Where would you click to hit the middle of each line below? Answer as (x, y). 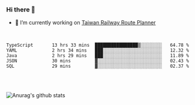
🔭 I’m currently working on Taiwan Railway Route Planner (85, 23)
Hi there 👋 (21, 10)
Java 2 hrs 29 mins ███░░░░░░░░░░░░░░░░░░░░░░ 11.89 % (97, 56)
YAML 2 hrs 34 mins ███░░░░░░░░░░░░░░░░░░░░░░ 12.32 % (97, 50)
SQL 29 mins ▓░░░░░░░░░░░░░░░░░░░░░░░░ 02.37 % (97, 66)
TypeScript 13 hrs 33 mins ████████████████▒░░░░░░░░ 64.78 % (97, 45)
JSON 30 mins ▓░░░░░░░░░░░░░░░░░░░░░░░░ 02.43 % (97, 61)
